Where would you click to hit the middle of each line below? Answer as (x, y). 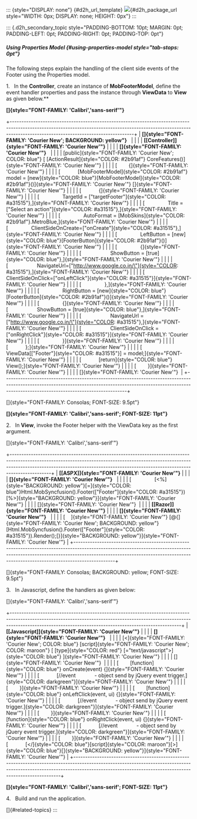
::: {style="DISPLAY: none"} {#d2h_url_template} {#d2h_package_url (92, 10)
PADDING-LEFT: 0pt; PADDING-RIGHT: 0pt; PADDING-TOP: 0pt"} (85, 34)
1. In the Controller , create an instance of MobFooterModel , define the (94, 86)
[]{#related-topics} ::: (32, 810)
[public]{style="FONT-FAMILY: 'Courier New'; (118, 153)
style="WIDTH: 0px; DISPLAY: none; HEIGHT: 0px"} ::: (71, 16)
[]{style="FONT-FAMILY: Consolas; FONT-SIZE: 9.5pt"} (73, 402)
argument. (19, 431)
